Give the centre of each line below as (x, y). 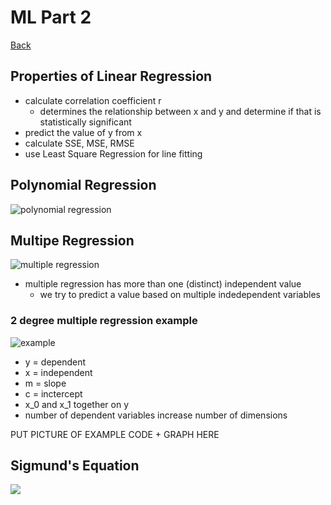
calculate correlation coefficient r (93, 100)
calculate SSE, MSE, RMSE (79, 143)
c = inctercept (53, 393)
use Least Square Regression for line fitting (113, 153)
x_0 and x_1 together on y (77, 404)
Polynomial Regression (83, 185)
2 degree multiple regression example (104, 321)
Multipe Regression (72, 240)
